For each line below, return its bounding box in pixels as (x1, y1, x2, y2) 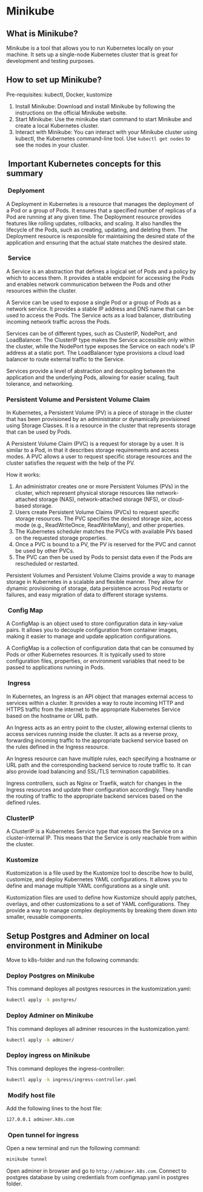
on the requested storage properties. (15, 534, 107, 541)
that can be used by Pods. (6, 428, 72, 435)
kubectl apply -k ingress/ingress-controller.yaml (6, 1076, 137, 1082)
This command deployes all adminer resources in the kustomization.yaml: (6, 1025, 190, 1032)
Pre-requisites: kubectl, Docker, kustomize (6, 91, 113, 98)
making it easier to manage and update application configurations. (6, 633, 172, 640)
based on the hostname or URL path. (6, 712, 98, 719)
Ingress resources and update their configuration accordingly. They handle (6, 786, 193, 793)
